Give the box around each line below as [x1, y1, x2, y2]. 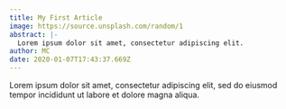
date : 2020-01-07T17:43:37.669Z [9, 55, 131, 64]
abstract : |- [9, 30, 59, 39]
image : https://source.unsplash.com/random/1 [9, 22, 183, 31]
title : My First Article [9, 13, 103, 23]
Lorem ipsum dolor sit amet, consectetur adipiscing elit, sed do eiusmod [9, 80, 278, 90]
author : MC [9, 47, 51, 56]
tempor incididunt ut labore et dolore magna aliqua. [9, 89, 200, 100]
